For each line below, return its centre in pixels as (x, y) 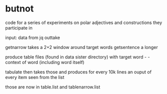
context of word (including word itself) (45, 62)
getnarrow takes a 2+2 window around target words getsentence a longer (82, 47)
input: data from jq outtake (33, 37)
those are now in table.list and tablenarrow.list (53, 87)
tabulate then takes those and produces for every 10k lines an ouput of (78, 72)
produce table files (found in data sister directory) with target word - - (77, 57)
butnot (20, 9)
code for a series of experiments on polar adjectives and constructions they (84, 22)
